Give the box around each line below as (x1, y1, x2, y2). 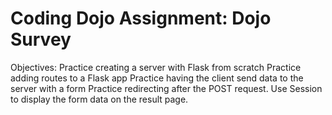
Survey (10, 28, 72, 51)
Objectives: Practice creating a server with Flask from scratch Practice (10, 61, 302, 73)
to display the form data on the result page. (10, 93, 189, 105)
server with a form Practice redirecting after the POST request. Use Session (10, 82, 323, 94)
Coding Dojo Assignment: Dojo (10, 7, 272, 30)
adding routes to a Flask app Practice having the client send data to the (10, 72, 304, 84)
